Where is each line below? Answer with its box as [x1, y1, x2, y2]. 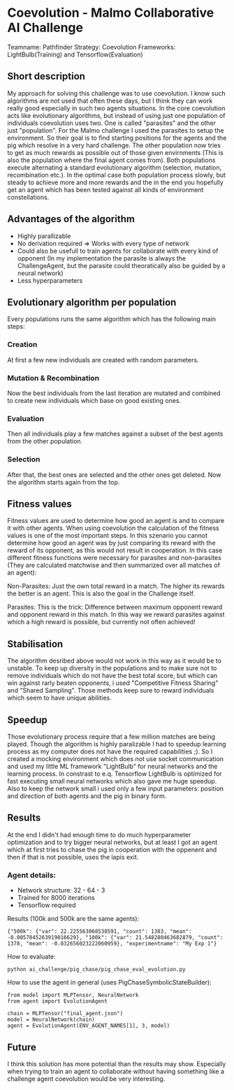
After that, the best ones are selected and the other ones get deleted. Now [7, 470, 221, 479]
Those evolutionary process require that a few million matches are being [7, 732, 215, 741]
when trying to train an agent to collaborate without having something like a [7, 1067, 225, 1075]
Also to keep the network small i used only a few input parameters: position [7, 784, 224, 793]
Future [7, 1041, 37, 1053]
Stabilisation [7, 638, 64, 650]
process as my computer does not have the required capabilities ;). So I [7, 747, 213, 756]
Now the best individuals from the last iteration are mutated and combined [7, 389, 221, 397]
